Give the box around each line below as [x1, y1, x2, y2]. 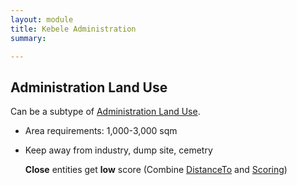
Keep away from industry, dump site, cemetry [24, 144, 213, 156]
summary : [10, 33, 47, 43]
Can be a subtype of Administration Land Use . [10, 106, 201, 118]
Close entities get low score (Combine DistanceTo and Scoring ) [24, 164, 288, 176]
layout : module [10, 14, 74, 25]
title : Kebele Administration [10, 24, 137, 34]
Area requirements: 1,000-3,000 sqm [24, 125, 178, 137]
